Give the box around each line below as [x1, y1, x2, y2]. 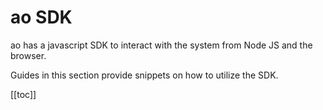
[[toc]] [10, 88, 37, 100]
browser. [10, 49, 47, 61]
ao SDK [10, 6, 73, 29]
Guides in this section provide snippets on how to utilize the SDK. [10, 69, 279, 81]
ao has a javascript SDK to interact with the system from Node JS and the [10, 39, 313, 51]
